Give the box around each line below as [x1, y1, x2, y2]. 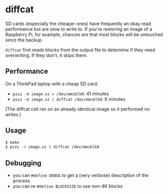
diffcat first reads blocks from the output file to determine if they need [5, 47, 156, 53]
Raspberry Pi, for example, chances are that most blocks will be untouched [5, 31, 163, 37]
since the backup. [5, 37, 43, 43]
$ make [5, 140, 19, 145]
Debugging [5, 159, 42, 167]
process [12, 178, 30, 184]
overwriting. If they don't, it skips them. [5, 52, 88, 58]
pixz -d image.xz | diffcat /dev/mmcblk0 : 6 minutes [12, 96, 126, 102]
